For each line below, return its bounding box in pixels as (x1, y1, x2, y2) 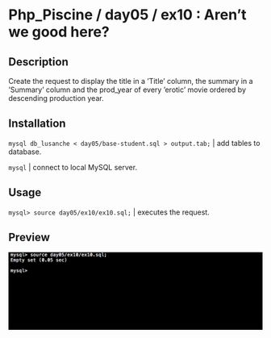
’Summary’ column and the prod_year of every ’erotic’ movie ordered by (8, 85, 247, 94)
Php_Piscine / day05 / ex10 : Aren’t (8, 6, 248, 24)
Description (8, 55, 69, 69)
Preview (8, 231, 51, 244)
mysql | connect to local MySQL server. (8, 162, 138, 172)
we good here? (8, 23, 110, 41)
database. (8, 147, 42, 156)
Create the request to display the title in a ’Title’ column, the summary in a (8, 77, 253, 86)
